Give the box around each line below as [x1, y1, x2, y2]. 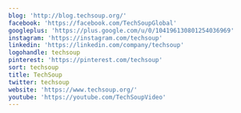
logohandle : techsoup [8, 49, 81, 56]
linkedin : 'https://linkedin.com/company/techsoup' [8, 41, 184, 49]
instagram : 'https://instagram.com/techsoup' [8, 33, 163, 42]
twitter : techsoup [8, 78, 70, 86]
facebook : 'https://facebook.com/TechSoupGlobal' [8, 19, 178, 27]
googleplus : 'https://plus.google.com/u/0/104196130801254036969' [8, 26, 235, 34]
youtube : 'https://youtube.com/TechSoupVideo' [8, 93, 167, 101]
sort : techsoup [8, 64, 59, 72]
